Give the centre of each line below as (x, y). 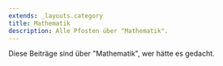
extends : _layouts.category (56, 16)
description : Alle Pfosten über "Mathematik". (88, 31)
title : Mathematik (39, 23)
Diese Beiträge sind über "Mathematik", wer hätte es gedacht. (111, 54)
